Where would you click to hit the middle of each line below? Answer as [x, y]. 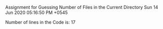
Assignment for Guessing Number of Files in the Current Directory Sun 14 [82, 7]
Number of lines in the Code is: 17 [40, 22]
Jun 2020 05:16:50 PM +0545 [37, 12]
